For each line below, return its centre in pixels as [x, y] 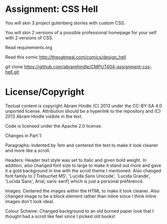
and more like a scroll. [28, 150]
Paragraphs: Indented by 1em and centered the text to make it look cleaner [82, 145]
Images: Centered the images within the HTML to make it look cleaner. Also [82, 191]
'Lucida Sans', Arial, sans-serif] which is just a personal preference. [75, 181]
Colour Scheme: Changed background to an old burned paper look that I [80, 211]
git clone [14, 67]
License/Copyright [45, 92]
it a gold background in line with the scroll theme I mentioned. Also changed [83, 170]
